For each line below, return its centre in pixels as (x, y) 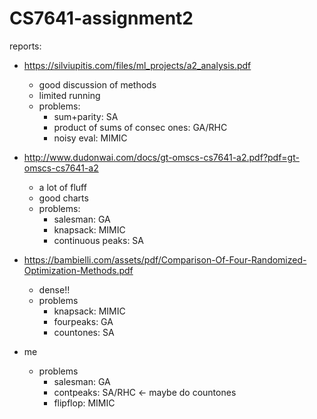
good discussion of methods (97, 84)
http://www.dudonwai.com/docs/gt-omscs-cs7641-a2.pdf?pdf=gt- (161, 157)
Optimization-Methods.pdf (78, 270)
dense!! (54, 289)
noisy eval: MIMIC (90, 138)
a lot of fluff (62, 187)
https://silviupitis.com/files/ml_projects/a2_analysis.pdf (137, 65)
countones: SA (84, 332)
